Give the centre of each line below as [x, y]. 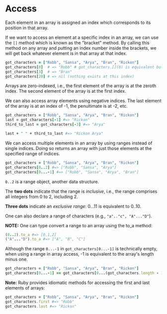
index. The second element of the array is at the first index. [66, 91]
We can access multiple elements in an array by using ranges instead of [79, 143]
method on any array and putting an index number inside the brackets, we [81, 48]
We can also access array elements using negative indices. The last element [83, 101]
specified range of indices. [33, 154]
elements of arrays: [25, 288]
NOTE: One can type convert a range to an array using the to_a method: [79, 225]
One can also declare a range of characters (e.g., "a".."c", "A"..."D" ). [79, 216]
